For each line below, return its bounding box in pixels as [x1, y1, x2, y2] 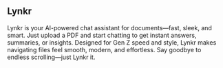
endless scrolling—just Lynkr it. [7, 53, 96, 61]
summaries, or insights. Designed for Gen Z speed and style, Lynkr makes [7, 38, 217, 47]
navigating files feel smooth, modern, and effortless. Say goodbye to [7, 45, 202, 54]
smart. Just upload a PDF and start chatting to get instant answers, [7, 31, 197, 39]
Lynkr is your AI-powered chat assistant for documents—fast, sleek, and [7, 23, 212, 32]
